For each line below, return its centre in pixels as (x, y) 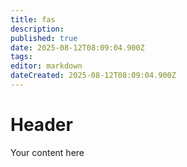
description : (37, 29)
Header (41, 125)
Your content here (47, 152)
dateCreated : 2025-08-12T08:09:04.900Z (93, 76)
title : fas (33, 19)
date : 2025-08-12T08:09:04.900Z (77, 47)
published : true (44, 38)
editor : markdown (46, 66)
